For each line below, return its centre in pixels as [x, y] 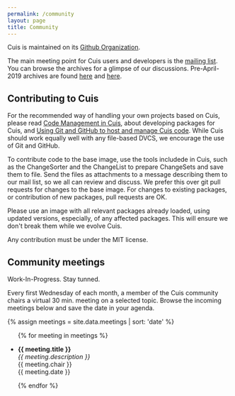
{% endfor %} [38, 385]
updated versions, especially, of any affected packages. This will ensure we [118, 219]
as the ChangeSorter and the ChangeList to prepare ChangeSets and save [116, 167]
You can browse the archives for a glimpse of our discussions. [98, 69]
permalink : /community [41, 14]
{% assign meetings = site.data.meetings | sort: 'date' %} [91, 321]
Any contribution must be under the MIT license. [78, 240]
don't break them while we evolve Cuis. [65, 226]
